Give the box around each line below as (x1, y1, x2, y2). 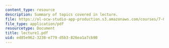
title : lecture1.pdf (5, 30, 49, 35)
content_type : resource (5, 7, 55, 12)
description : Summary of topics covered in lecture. (5, 12, 118, 17)
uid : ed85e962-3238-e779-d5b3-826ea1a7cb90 (5, 35, 98, 40)
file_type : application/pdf (5, 21, 64, 26)
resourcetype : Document (5, 26, 55, 31)
